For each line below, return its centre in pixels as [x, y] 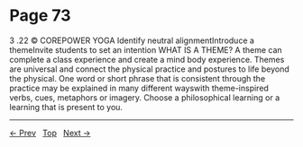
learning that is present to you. [66, 107]
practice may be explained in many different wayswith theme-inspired [139, 88]
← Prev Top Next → [50, 133]
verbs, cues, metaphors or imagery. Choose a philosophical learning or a [145, 97]
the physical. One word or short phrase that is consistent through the [138, 78]
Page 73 [40, 16]
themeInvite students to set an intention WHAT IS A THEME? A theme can [146, 49]
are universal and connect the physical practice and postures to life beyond [150, 69]
